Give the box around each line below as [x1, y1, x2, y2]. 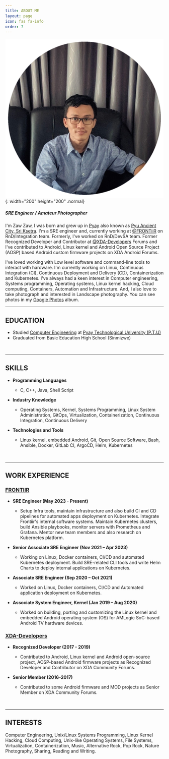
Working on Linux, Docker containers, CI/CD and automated [20, 554, 144, 560]
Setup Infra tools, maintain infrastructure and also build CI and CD [20, 507, 157, 514]
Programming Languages [12, 377, 67, 383]
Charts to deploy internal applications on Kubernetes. [20, 565, 131, 571]
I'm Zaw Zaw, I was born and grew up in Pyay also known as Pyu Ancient [5, 222, 156, 229]
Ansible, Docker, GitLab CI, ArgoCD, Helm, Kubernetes [20, 442, 133, 448]
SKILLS [5, 364, 29, 373]
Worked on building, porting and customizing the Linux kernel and [20, 609, 157, 615]
